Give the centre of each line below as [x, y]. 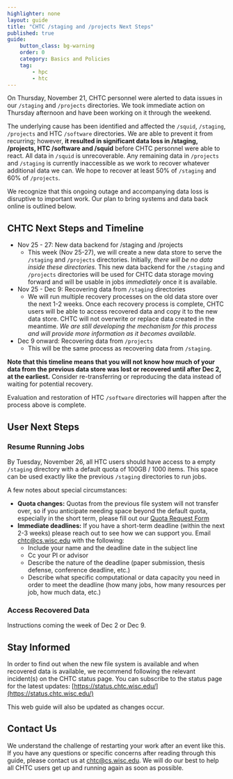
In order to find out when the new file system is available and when [103, 664]
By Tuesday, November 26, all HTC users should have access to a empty [111, 461]
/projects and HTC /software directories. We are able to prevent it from [110, 134]
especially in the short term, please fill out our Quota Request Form [113, 518]
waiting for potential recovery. [50, 384]
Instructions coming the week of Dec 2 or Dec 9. [77, 625]
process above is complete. [47, 405]
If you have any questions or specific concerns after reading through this [112, 753]
